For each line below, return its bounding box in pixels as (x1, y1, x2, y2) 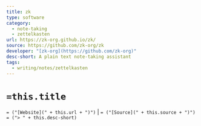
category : (6, 20, 31, 26)
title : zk (6, 8, 31, 15)
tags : (6, 59, 20, 65)
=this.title (6, 91, 67, 102)
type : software (6, 14, 45, 20)
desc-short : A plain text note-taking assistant (6, 54, 131, 60)
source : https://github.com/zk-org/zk (6, 43, 104, 49)
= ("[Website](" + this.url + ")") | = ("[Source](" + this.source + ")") (6, 109, 196, 116)
